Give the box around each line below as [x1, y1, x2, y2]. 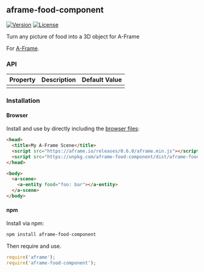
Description [41, 75, 76, 84]
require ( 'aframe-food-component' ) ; [6, 260, 97, 266]
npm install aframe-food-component [6, 231, 97, 238]
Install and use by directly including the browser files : [6, 125, 140, 133]
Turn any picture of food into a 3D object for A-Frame [6, 33, 140, 40]
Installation [6, 97, 41, 105]
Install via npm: [6, 220, 44, 227]
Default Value [81, 75, 123, 84]
